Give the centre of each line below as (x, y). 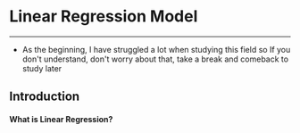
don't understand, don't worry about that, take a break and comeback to (155, 59)
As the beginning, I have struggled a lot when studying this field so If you (156, 49)
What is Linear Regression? (61, 119)
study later (42, 68)
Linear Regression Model (104, 17)
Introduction (45, 97)
